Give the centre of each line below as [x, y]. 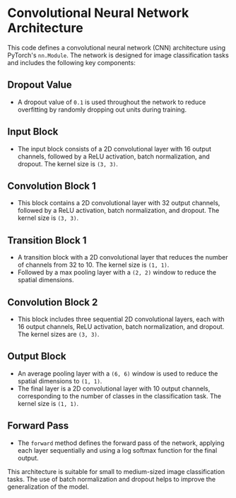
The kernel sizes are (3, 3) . [58, 334]
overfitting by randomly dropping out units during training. [102, 109]
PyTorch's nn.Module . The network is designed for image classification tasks [118, 55]
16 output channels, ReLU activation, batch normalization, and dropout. [121, 326]
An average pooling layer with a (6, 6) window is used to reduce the [118, 373]
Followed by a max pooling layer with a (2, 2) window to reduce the [117, 272]
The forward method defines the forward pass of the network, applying [121, 443]
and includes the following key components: [71, 62]
